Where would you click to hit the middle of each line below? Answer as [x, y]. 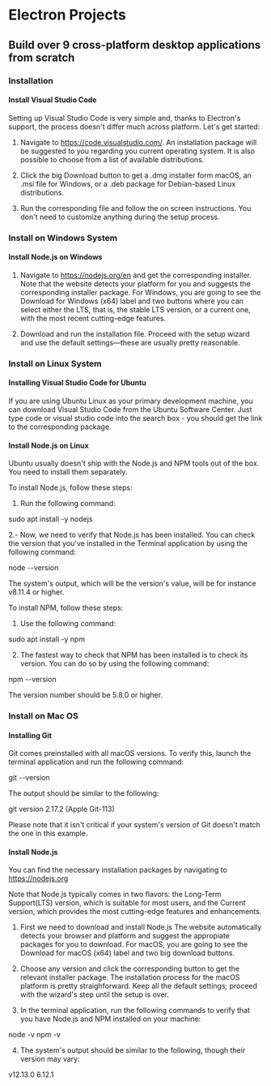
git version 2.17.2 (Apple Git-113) [61, 809]
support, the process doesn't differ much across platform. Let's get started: [134, 127]
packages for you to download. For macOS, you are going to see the [134, 944]
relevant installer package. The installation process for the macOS [130, 977]
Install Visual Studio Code [53, 100]
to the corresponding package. [60, 427]
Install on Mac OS [43, 716]
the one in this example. [48, 834]
